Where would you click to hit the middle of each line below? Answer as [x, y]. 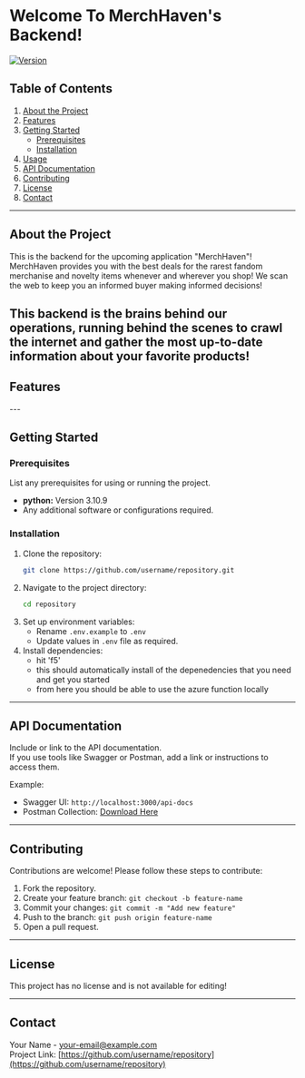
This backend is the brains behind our [118, 314]
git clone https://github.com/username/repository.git [128, 570]
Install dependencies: [63, 651]
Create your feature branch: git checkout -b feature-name [133, 898]
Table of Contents [61, 88]
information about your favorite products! [130, 356]
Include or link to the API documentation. [85, 748]
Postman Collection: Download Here [90, 812]
